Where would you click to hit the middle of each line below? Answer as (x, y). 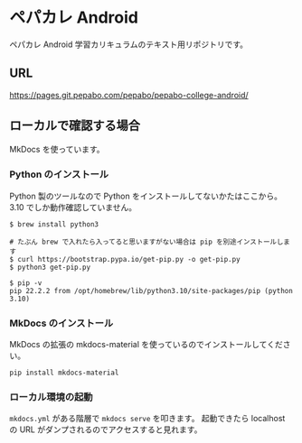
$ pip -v (26, 283)
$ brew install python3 (54, 224)
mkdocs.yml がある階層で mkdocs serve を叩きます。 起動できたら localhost (147, 419)
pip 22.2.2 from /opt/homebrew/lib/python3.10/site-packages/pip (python (151, 291)
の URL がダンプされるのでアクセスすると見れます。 (106, 429)
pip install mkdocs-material (64, 373)
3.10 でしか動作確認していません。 (73, 207)
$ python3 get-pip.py (50, 267)
